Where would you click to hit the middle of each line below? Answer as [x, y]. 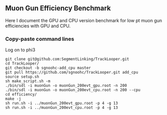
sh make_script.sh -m [28, 81]
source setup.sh [22, 77]
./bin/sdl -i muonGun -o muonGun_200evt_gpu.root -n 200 [66, 86]
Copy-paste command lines [40, 39]
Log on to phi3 [20, 50]
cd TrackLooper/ [22, 64]
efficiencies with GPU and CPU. [38, 26]
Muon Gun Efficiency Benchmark [58, 8]
